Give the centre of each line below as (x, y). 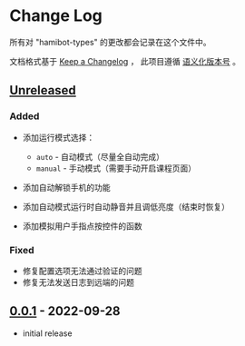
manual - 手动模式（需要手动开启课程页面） (116, 168)
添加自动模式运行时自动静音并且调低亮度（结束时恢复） (126, 206)
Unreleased (43, 90)
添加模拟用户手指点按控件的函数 (82, 226)
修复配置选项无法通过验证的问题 (82, 271)
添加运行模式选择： (59, 137)
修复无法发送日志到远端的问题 (78, 282)
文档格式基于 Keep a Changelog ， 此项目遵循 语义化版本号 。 (125, 61)
